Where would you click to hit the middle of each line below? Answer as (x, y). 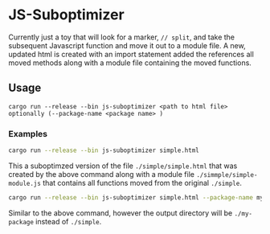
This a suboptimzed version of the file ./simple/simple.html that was (123, 166)
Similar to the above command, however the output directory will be (121, 213)
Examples (28, 133)
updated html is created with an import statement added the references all (131, 54)
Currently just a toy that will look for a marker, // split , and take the (122, 37)
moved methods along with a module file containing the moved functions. (130, 63)
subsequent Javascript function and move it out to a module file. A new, (127, 45)
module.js (25, 183)
